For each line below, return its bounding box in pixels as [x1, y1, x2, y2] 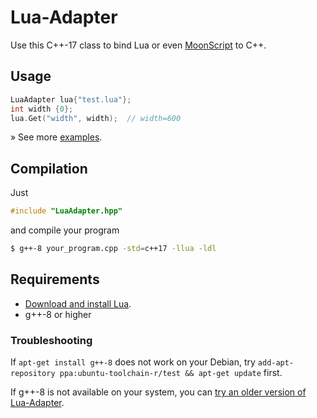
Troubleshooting [10, 333, 93, 347]
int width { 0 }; [10, 104, 74, 114]
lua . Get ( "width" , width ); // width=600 [10, 113, 182, 123]
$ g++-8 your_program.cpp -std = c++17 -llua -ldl [10, 244, 217, 254]
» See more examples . [10, 131, 103, 143]
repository [10, 369, 56, 379]
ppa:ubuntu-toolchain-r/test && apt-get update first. [59, 367, 283, 379]
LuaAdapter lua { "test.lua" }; [10, 94, 132, 105]
